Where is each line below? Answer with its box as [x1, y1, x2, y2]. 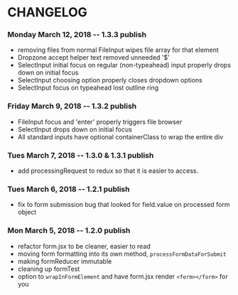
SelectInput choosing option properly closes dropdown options [17, 76, 202, 85]
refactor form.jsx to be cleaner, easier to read [17, 242, 151, 250]
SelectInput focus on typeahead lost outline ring [17, 83, 158, 92]
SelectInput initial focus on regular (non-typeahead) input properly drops [17, 61, 232, 70]
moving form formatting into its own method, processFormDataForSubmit [17, 250, 227, 258]
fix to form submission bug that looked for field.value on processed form [17, 200, 230, 209]
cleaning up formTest [17, 264, 80, 273]
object [17, 208, 37, 217]
